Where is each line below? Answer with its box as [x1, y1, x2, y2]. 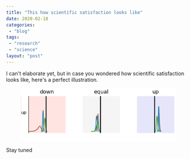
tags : [6, 34, 19, 41]
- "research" [8, 41, 41, 47]
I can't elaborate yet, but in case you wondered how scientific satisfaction [6, 69, 185, 77]
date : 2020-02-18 [6, 15, 49, 22]
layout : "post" [6, 53, 43, 59]
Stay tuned [6, 147, 32, 154]
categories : [6, 22, 35, 28]
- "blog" [8, 28, 30, 34]
